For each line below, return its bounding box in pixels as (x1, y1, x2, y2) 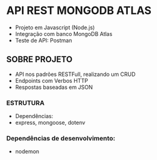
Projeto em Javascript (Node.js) (15, 24, 96, 31)
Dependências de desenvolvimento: (6, 134, 116, 142)
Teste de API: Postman (15, 37, 72, 44)
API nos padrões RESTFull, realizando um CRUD (15, 71, 136, 78)
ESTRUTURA (6, 99, 45, 107)
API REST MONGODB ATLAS (6, 4, 152, 18)
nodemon (15, 148, 40, 155)
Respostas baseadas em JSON (15, 83, 93, 91)
